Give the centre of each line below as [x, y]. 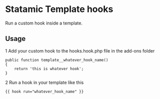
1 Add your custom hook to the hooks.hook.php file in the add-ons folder [80, 50]
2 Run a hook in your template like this [44, 82]
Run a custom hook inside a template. [44, 23]
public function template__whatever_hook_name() [57, 60]
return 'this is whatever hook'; [49, 68]
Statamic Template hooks [59, 9]
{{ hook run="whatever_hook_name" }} [44, 91]
